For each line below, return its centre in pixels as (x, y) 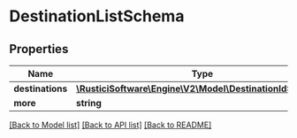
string (88, 103)
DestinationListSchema (97, 16)
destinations (41, 88)
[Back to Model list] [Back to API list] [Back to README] (110, 125)
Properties (39, 49)
